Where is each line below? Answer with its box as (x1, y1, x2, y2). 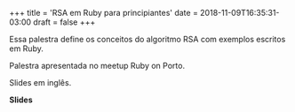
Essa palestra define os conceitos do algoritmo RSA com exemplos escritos (9, 34, 286, 44)
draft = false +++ (33, 17, 96, 27)
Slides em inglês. (9, 78, 72, 87)
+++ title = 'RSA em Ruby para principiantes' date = (9, 8, 198, 18)
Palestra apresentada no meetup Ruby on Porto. (9, 61, 185, 71)
